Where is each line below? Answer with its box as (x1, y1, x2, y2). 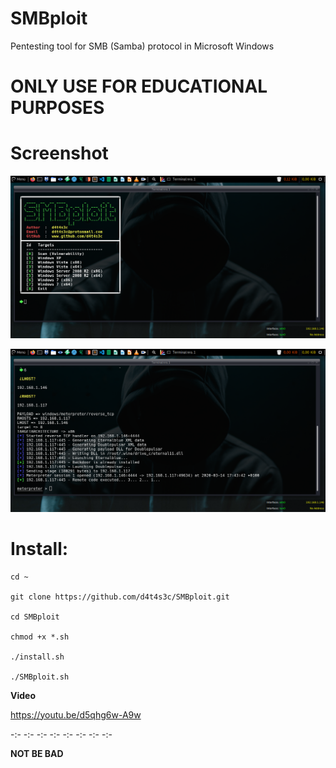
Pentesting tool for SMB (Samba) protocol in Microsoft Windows (10, 40, 275, 52)
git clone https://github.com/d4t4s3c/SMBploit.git (10, 592, 230, 602)
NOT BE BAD (10, 747, 64, 759)
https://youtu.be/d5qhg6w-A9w (10, 708, 142, 721)
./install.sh (10, 652, 65, 662)
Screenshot (10, 142, 109, 165)
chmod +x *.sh (10, 632, 70, 642)
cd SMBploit (10, 612, 60, 622)
